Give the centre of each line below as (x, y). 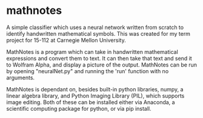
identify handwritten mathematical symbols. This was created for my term (98, 33)
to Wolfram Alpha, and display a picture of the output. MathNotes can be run (102, 65)
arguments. (21, 77)
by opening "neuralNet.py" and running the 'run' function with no (88, 71)
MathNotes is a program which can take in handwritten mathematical (92, 51)
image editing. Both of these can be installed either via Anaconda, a (91, 102)
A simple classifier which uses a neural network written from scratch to (95, 27)
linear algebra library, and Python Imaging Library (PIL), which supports (95, 96)
